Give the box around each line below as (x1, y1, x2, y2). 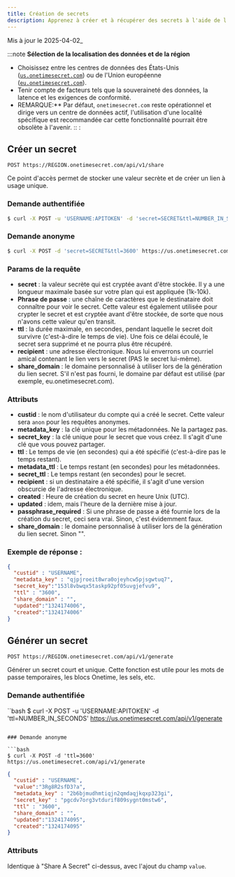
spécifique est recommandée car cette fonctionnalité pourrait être (17, 115, 208, 123)
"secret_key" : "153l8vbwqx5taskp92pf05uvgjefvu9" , (13, 583, 161, 590)
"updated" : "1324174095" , (13, 816, 86, 823)
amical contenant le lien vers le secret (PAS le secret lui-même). (17, 354, 202, 363)
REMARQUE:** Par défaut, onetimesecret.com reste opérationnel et (17, 100, 212, 109)
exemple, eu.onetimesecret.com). (17, 377, 115, 385)
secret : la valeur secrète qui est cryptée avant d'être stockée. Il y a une (17, 280, 225, 288)
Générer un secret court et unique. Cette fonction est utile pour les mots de (7, 666, 225, 674)
